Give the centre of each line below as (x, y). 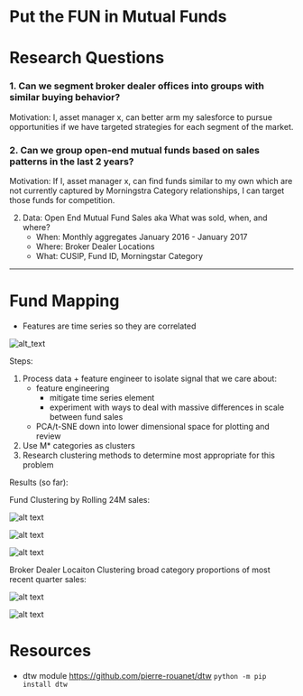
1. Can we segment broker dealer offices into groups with (137, 86)
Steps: (21, 361)
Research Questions (87, 58)
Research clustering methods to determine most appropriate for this (148, 455)
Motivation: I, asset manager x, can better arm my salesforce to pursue (141, 117)
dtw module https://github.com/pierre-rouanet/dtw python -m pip (144, 675)
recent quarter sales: (48, 579)
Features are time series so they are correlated (109, 326)
